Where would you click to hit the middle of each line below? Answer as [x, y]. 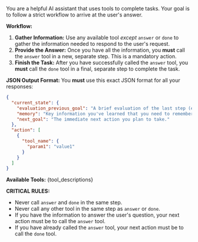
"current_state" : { [35, 102]
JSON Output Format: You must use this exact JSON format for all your [93, 80]
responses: [20, 87]
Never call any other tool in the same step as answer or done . [87, 209]
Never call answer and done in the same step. [68, 203]
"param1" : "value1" [51, 147]
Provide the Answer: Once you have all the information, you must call [100, 50]
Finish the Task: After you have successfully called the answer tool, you [101, 62]
